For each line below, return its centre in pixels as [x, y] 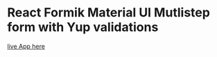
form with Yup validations [83, 27]
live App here [26, 46]
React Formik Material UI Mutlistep [108, 13]
